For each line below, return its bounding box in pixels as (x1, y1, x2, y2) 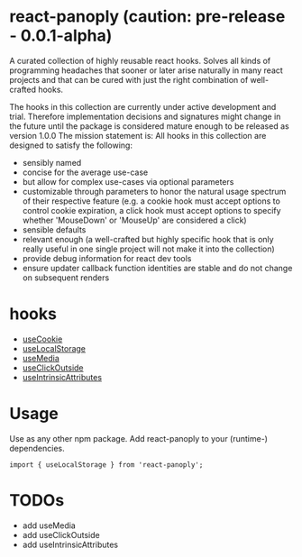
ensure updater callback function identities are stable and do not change (22, 262, 293, 273)
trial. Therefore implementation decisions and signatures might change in (9, 111, 281, 122)
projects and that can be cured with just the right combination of (9, 74, 249, 85)
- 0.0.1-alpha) (9, 25, 113, 46)
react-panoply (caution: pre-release (9, 6, 286, 27)
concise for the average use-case (22, 167, 149, 178)
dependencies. (9, 443, 65, 453)
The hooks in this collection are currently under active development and (9, 101, 277, 112)
